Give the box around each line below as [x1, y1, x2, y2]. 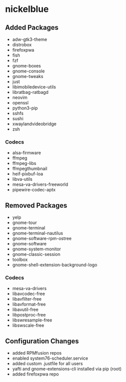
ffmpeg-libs [12, 160, 37, 166]
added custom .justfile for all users [12, 361, 83, 367]
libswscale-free [12, 322, 44, 328]
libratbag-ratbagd [12, 89, 48, 95]
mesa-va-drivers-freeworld [12, 181, 68, 187]
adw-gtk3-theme [12, 36, 47, 42]
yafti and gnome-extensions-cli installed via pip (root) [12, 366, 122, 372]
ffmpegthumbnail [12, 165, 48, 172]
